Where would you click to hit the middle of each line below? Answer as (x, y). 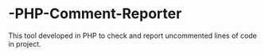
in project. (25, 43)
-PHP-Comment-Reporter (95, 14)
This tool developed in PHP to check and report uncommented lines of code (132, 35)
